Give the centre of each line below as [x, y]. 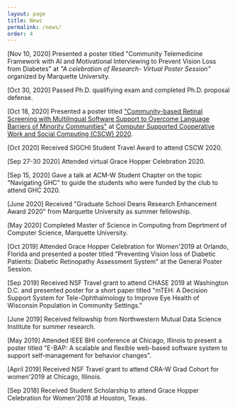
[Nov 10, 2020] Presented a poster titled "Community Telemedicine [105, 54]
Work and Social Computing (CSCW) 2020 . [70, 134]
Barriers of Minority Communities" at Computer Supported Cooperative [111, 127]
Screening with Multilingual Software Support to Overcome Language [109, 119]
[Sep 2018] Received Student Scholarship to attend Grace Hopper [103, 391]
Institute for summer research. [51, 327]
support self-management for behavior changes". [80, 356]
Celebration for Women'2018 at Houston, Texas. [77, 398]
